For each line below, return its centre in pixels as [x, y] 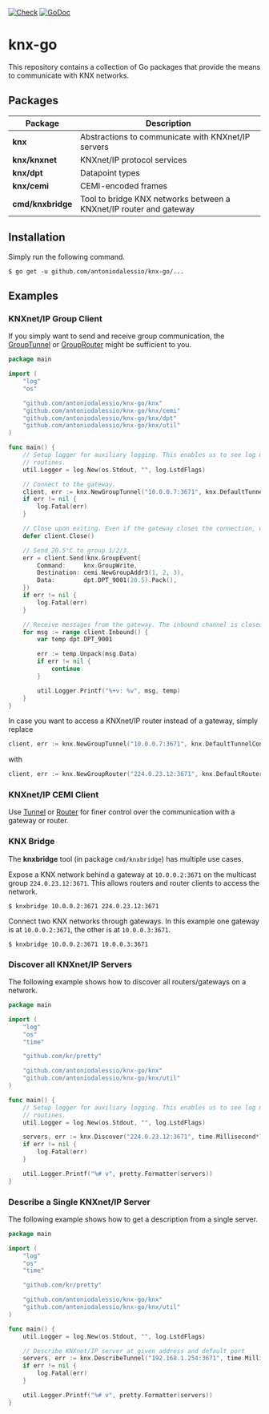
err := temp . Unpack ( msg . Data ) [87, 654]
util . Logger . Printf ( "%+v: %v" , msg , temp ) [109, 691]
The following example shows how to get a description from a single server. [133, 1219]
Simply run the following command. [67, 257]
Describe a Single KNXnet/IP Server [79, 1202]
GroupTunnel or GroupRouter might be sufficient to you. [100, 345]
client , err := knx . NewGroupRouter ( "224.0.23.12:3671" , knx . [112, 774]
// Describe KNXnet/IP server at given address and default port [134, 1351]
